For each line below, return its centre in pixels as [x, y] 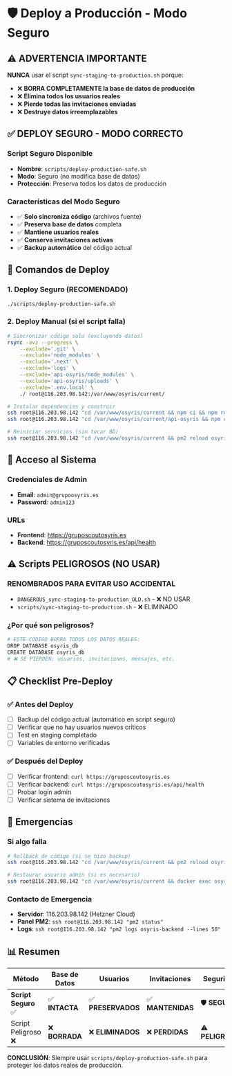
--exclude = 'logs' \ [48, 368]
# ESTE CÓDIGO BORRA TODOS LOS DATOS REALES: [74, 639]
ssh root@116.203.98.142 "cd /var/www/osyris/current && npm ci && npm [112, 413]
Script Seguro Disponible [50, 154]
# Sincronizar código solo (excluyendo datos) [75, 336]
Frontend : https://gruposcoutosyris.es [71, 535]
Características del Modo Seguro [64, 201]
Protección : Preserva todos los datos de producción [92, 183]
